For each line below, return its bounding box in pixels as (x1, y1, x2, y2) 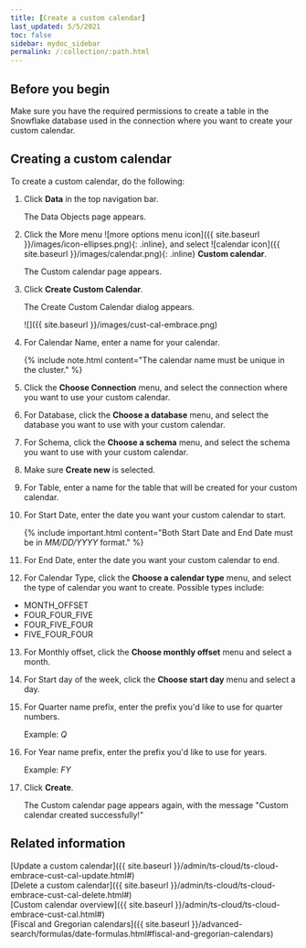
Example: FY (23, 764, 71, 775)
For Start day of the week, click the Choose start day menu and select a (23, 674, 296, 685)
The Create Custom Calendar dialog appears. (23, 301, 195, 312)
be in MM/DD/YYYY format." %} (23, 537, 144, 548)
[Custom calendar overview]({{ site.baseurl (10, 899, 174, 910)
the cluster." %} (23, 364, 83, 375)
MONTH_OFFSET (23, 600, 90, 611)
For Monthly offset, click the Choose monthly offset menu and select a (23, 646, 292, 657)
